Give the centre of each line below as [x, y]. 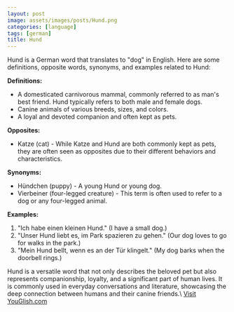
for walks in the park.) [49, 243]
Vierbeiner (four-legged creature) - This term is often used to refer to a [119, 194]
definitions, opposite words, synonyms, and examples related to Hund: [109, 67]
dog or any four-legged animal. [62, 201]
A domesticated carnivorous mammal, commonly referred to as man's [118, 95]
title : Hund [25, 40]
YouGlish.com [27, 301]
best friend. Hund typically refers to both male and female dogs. [110, 102]
